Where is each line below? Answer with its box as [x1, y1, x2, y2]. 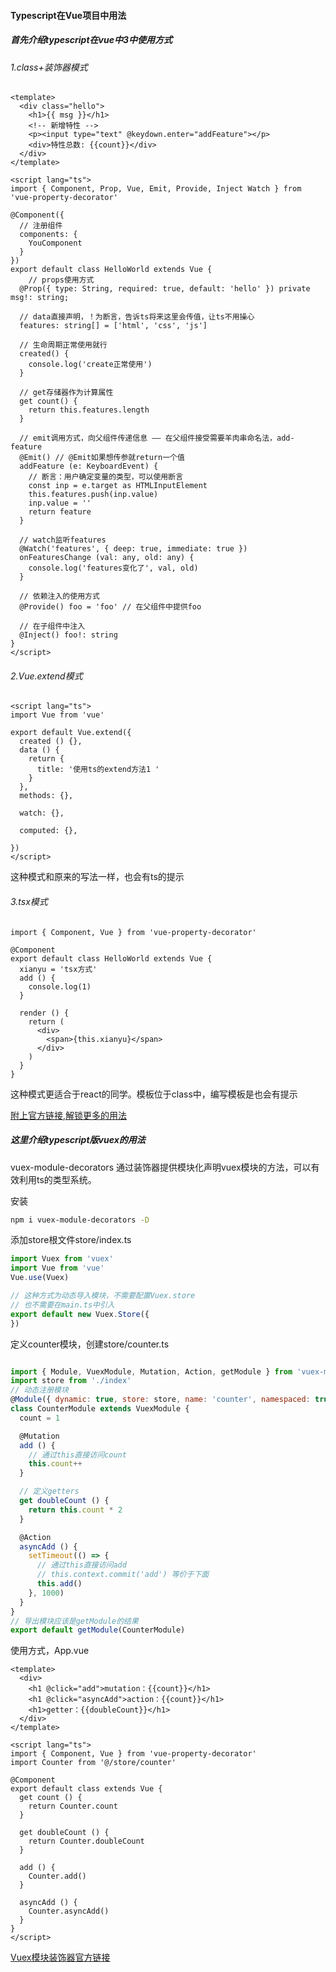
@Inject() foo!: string [19, 630, 118, 640]
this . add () [36, 1579, 83, 1589]
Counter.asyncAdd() [28, 1906, 110, 1917]
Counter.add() [28, 1871, 87, 1882]
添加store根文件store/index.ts [10, 1234, 132, 1246]
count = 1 [19, 1413, 60, 1423]
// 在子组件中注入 [19, 621, 86, 632]
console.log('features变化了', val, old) [28, 563, 199, 574]
